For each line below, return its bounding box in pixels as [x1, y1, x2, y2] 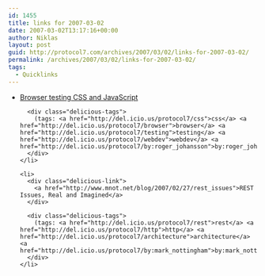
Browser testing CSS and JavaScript [19, 92, 138, 102]
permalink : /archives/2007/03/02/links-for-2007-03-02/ [8, 56, 196, 64]
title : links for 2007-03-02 [8, 19, 104, 27]
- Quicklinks [15, 71, 59, 79]
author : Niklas [8, 33, 59, 42]
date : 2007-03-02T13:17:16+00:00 [8, 26, 119, 34]
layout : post [8, 41, 51, 49]
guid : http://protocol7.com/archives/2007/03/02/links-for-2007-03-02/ [8, 48, 249, 56]
